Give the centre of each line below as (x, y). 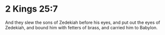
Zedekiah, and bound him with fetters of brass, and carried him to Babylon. (82, 27)
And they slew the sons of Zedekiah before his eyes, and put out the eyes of (83, 22)
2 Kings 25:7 (32, 9)
